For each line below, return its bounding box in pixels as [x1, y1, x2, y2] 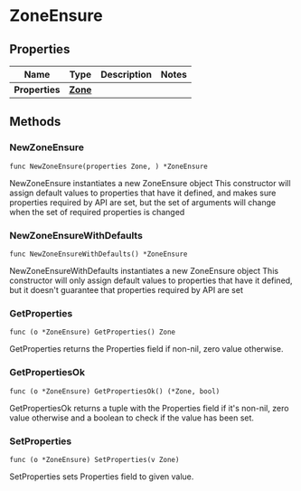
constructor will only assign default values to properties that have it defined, [9, 275, 293, 286]
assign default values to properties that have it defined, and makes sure [9, 187, 277, 198]
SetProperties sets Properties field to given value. [9, 471, 194, 482]
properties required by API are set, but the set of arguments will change [9, 196, 277, 208]
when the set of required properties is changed [9, 206, 185, 217]
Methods [9, 114, 61, 129]
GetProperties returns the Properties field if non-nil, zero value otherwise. [9, 344, 284, 354]
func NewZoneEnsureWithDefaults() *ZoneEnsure [9, 250, 188, 259]
